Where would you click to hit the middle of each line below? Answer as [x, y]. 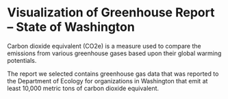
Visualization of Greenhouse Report [111, 13]
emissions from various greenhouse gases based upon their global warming [114, 53]
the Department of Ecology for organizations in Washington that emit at [107, 81]
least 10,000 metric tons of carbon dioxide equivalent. [83, 88]
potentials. [22, 60]
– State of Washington [71, 27]
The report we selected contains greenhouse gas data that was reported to [113, 74]
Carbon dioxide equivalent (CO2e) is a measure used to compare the [104, 46]
